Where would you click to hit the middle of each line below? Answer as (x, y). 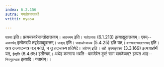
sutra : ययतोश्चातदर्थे (22, 14)
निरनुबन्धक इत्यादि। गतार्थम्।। (29, 59)
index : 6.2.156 (21, 10)
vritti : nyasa (20, 19)
